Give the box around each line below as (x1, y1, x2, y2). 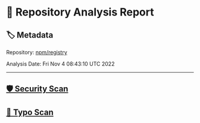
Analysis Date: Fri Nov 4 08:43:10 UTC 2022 (6, 60, 115, 67)
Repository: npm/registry (6, 49, 67, 56)
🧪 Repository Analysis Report (6, 5, 154, 19)
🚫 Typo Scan (6, 107, 54, 117)
